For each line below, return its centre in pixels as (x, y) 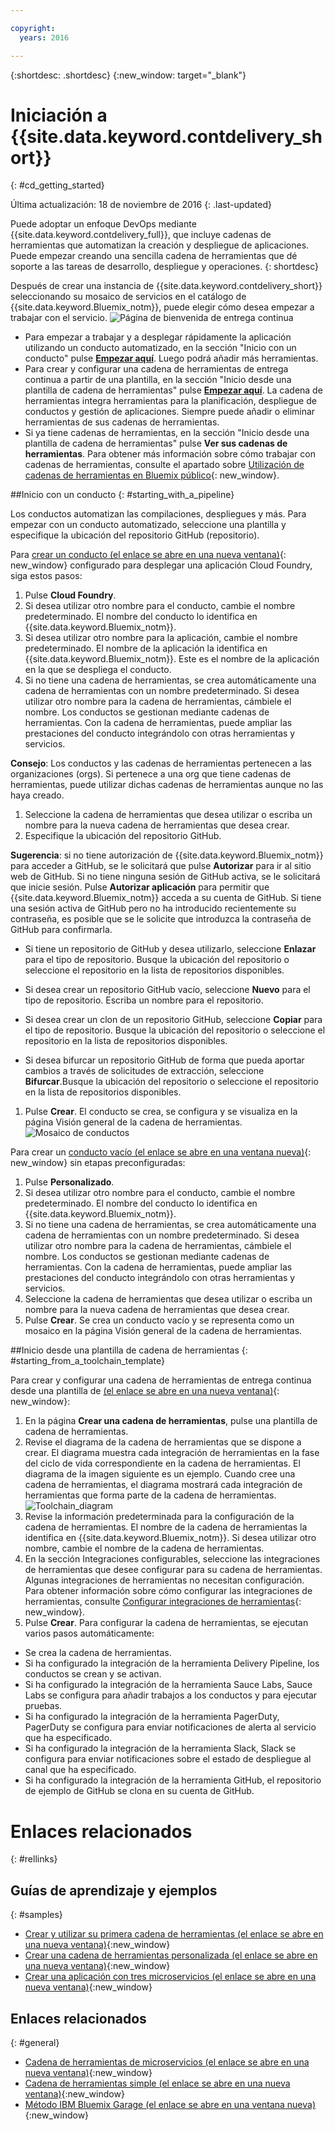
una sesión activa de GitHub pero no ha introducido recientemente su (153, 908)
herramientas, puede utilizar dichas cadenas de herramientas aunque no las (167, 785)
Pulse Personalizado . (69, 1182)
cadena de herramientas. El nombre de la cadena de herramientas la (166, 1527)
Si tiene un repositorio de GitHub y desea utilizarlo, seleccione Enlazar (170, 949)
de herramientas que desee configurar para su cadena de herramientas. (173, 1570)
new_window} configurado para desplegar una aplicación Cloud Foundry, (161, 565)
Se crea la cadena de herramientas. (98, 1653)
